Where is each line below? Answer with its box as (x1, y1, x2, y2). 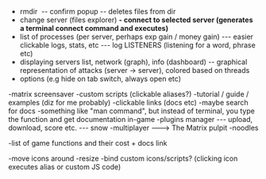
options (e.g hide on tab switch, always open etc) (19, 74, 181, 83)
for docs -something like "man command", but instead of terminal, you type (8, 106, 256, 116)
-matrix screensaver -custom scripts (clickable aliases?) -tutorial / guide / (8, 89, 249, 98)
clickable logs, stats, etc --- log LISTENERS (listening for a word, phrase (19, 40, 256, 50)
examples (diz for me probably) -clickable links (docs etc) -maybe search (8, 98, 249, 107)
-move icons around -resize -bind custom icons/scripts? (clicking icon (8, 154, 238, 163)
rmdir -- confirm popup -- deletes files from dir (19, 7, 176, 16)
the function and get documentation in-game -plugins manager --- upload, (8, 115, 253, 124)
